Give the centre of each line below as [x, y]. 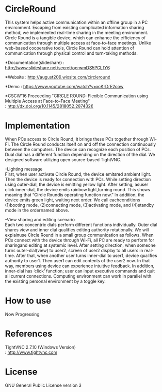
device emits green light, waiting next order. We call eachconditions [73, 200]
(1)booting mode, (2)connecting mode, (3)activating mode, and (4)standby [80, 205]
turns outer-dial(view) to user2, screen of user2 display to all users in [74, 250]
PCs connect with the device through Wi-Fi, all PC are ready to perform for [80, 240]
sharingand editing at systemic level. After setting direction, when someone [81, 245]
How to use [28, 301]
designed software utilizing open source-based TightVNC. [63, 159]
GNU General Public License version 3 [43, 385]
